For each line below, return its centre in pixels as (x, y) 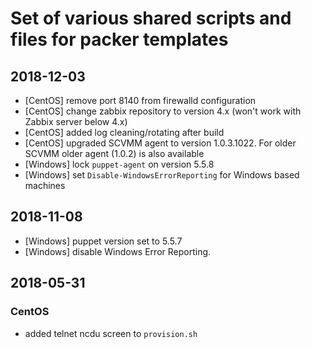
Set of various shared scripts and (151, 18)
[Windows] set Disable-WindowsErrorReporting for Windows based (162, 175)
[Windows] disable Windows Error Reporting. (118, 251)
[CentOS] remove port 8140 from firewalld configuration (140, 100)
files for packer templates (119, 39)
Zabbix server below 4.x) (76, 121)
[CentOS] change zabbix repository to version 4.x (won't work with (163, 111)
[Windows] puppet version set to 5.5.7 (103, 241)
